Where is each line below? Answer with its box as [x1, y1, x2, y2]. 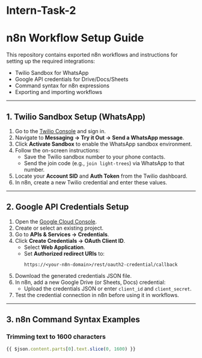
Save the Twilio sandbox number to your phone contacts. [23, 153, 165, 160]
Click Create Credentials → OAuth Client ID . [14, 237, 126, 244]
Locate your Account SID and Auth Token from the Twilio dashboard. [14, 172, 188, 180]
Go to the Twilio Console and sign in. [14, 127, 106, 134]
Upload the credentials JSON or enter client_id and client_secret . [23, 284, 192, 292]
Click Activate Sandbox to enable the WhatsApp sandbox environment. [14, 140, 192, 148]
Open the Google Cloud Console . [14, 218, 97, 225]
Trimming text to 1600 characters [6, 333, 106, 341]
